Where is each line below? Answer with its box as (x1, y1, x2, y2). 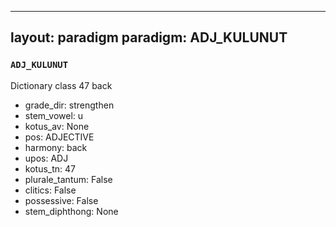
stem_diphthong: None (24, 205, 119, 217)
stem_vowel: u (24, 109, 84, 121)
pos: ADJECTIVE (24, 131, 95, 143)
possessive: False (24, 194, 99, 206)
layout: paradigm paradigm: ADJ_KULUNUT (10, 29, 288, 46)
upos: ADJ (24, 152, 69, 164)
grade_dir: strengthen (24, 99, 115, 111)
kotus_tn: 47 (24, 162, 76, 175)
